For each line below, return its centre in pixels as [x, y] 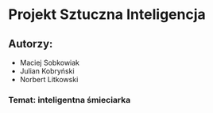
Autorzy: [31, 44]
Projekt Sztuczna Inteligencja [107, 15]
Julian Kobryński [47, 71]
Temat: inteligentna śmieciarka [70, 100]
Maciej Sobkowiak [50, 62]
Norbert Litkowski [49, 79]
